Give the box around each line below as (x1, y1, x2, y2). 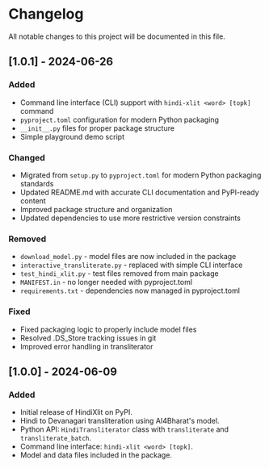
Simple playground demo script (19, 132, 125, 141)
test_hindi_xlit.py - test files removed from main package (19, 269, 220, 278)
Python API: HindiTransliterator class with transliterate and (19, 424, 229, 434)
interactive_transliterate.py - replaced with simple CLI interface (19, 260, 243, 270)
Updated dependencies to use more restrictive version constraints (19, 213, 241, 223)
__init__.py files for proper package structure (19, 123, 175, 133)
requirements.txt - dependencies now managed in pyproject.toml (19, 286, 241, 295)
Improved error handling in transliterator (19, 341, 153, 351)
